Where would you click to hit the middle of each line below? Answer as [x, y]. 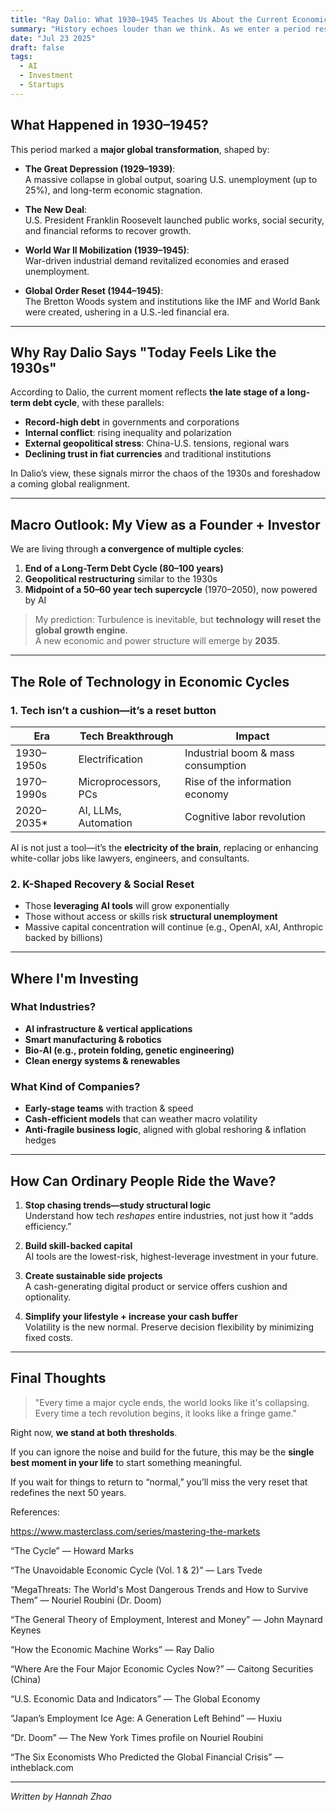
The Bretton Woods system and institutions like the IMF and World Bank [172, 301]
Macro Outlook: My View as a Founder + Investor [165, 524]
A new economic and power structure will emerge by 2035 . [157, 641]
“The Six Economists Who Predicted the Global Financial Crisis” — [147, 1757]
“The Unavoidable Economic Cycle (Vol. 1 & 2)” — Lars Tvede [136, 1570]
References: [35, 1512]
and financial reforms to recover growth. [108, 230]
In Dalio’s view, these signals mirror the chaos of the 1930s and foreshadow [165, 473]
